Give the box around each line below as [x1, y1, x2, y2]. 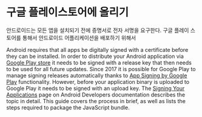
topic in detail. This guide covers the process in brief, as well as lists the [6, 97, 186, 104]
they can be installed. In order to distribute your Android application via [6, 52, 184, 60]
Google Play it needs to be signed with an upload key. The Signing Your [6, 84, 185, 92]
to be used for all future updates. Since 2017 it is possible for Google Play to [6, 65, 196, 72]
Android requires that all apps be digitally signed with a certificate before [6, 46, 189, 53]
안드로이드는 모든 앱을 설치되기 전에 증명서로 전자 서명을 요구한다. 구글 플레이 [6, 27, 189, 34]
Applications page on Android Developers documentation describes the [6, 91, 186, 98]
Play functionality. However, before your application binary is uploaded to [6, 78, 190, 85]
